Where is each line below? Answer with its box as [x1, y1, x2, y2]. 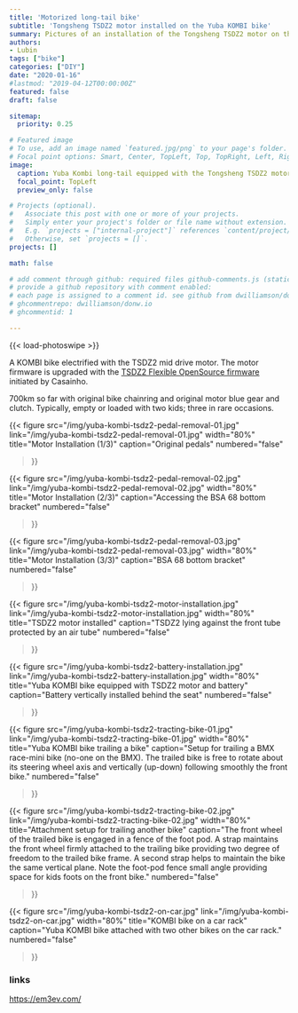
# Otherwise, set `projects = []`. [9, 234, 149, 243]
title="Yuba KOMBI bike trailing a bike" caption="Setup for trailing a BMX [9, 742, 275, 753]
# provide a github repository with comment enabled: [9, 283, 213, 292]
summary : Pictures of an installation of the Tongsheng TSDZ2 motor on [9, 29, 279, 38]
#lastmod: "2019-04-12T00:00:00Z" [9, 79, 137, 88]
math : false [9, 258, 53, 267]
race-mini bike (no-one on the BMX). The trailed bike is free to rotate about [9, 752, 284, 763]
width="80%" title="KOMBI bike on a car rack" [76, 915, 248, 926]
